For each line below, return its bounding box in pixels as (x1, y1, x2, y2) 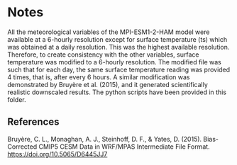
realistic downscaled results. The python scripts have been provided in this (7, 88, 227, 96)
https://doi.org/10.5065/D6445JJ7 (7, 149, 108, 158)
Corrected (7, 142, 38, 151)
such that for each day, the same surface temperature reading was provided (7, 65, 231, 74)
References (7, 116, 60, 128)
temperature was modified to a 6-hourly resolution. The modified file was (7, 57, 221, 66)
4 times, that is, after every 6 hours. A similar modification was (7, 72, 190, 81)
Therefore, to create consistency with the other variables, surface (7, 50, 199, 59)
